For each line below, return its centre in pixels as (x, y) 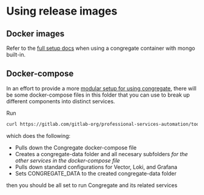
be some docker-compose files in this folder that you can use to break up (98, 95)
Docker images (36, 34)
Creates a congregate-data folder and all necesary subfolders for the (101, 154)
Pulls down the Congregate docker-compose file (76, 148)
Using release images (62, 11)
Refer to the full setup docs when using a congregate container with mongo (101, 48)
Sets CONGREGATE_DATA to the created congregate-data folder (96, 173)
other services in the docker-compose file (67, 160)
